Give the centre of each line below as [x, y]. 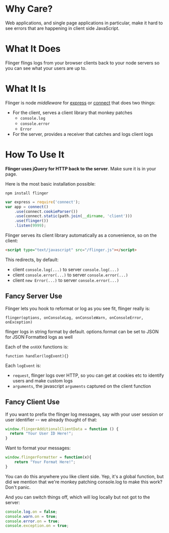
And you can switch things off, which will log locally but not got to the [78, 497]
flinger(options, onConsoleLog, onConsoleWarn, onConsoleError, [74, 317]
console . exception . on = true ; [37, 526]
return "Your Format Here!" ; [45, 462]
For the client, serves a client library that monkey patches [72, 113]
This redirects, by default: [32, 260]
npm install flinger [27, 193]
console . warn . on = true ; [31, 516]
